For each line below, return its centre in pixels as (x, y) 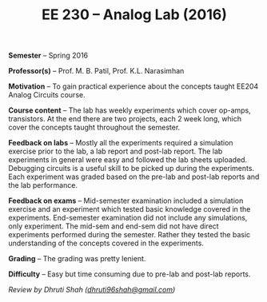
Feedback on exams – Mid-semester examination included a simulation (126, 201)
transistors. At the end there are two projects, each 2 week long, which (125, 119)
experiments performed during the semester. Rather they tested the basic (130, 235)
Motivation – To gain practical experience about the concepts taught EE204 (133, 86)
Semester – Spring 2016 (48, 56)
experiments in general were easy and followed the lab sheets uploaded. (128, 160)
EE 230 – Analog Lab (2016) (134, 15)
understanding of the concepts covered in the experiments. (106, 243)
